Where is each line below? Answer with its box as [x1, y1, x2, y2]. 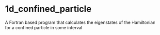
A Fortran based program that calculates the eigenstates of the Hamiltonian [5, 19, 156, 25]
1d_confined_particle [5, 3, 92, 15]
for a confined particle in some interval [5, 24, 82, 30]
